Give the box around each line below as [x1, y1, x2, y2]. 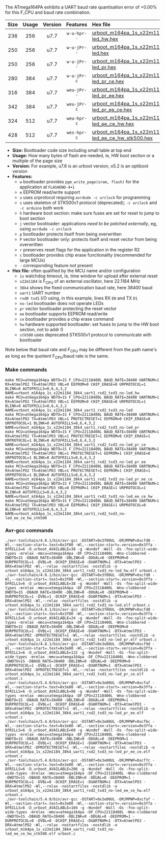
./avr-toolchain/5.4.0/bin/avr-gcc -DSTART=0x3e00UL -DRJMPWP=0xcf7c [5, 758, 151, 763]
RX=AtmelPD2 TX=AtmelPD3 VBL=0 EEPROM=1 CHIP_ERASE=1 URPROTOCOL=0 [5, 503, 146, 507]
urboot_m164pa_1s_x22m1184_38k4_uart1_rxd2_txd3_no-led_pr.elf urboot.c [5, 637, 157, 642]
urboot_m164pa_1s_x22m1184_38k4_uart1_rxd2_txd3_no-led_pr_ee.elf [5, 710, 144, 715]
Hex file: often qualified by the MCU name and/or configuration [12, 268, 141, 273]
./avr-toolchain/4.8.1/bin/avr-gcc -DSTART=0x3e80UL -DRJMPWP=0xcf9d [5, 641, 151, 646]
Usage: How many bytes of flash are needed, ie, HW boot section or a [12, 153, 155, 158]
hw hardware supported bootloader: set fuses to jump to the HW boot [19, 321, 160, 327]
